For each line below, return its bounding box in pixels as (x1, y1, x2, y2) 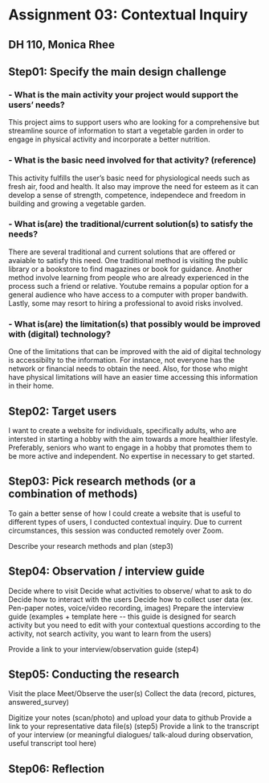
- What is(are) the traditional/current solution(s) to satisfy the (8, 219, 254, 230)
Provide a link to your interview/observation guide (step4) (8, 644, 199, 653)
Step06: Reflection (8, 762, 105, 776)
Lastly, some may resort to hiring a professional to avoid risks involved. (8, 298, 243, 307)
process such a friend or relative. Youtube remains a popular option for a (8, 281, 249, 291)
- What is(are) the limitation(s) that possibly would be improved (8, 318, 261, 329)
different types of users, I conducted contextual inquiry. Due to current (8, 517, 243, 526)
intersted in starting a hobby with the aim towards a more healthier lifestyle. (8, 434, 259, 443)
